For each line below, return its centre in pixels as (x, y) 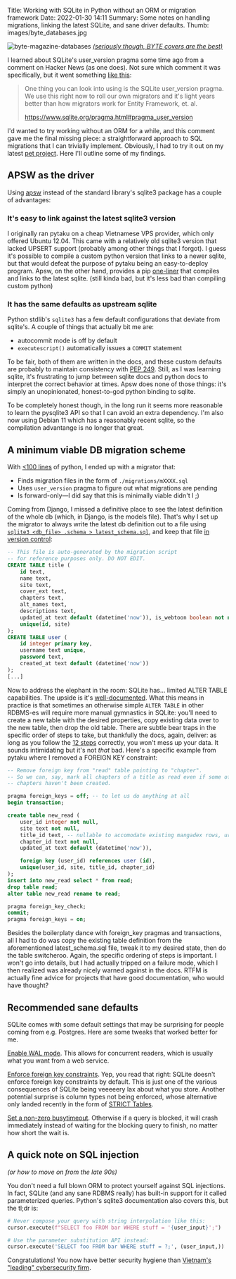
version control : (30, 539)
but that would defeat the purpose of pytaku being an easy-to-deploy (108, 264)
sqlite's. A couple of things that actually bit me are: (81, 327)
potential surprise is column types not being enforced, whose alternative (112, 1097)
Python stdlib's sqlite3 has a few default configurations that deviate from (114, 319)
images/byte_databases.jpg (47, 32)
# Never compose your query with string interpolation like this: (106, 1221)
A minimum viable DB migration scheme (97, 450)
